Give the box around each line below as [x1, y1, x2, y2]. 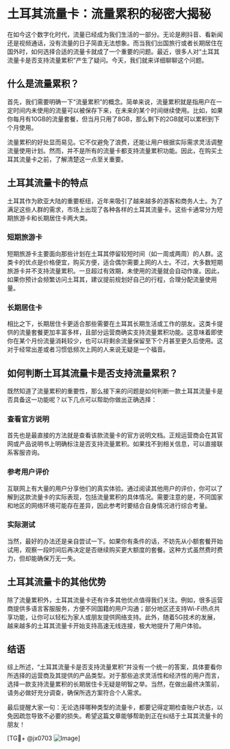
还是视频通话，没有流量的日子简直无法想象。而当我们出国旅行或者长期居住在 [7, 38, 223, 47]
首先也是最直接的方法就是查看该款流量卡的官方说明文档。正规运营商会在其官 [7, 431, 223, 439]
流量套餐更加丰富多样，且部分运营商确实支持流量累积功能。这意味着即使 [18, 328, 223, 336]
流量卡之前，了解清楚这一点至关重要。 [18, 155, 127, 163]
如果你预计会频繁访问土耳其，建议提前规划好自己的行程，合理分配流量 [7, 275, 205, 284]
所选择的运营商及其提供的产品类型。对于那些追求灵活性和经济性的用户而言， [7, 671, 223, 680]
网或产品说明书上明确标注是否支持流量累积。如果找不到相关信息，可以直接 [7, 440, 217, 448]
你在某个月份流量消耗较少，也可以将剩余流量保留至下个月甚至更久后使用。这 [7, 337, 223, 345]
